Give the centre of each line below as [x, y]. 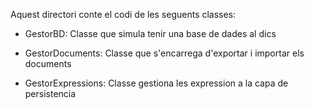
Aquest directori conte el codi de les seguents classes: [123, 14]
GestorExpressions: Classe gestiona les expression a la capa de [156, 83]
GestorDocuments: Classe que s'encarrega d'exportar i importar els [164, 53]
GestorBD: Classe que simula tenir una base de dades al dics [150, 33]
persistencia [50, 93]
